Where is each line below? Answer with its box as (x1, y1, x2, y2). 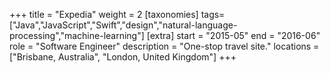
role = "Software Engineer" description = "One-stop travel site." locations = (9, 40, 320, 52)
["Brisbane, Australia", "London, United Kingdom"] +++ (9, 51, 237, 63)
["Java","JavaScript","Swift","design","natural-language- (9, 19, 238, 31)
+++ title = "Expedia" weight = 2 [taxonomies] (9, 9, 199, 20)
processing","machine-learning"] (9, 30, 145, 41)
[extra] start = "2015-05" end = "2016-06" (146, 30, 321, 41)
